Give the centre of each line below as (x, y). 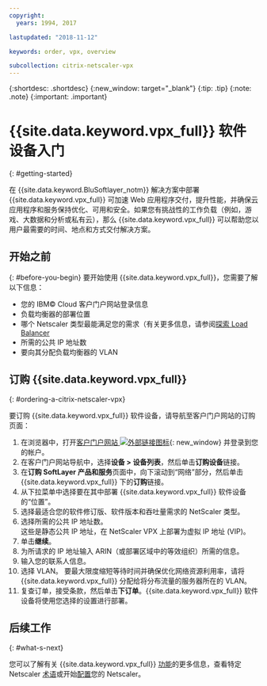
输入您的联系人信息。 (55, 561)
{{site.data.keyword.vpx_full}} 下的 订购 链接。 (94, 482)
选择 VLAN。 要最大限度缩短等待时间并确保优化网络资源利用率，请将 (132, 570)
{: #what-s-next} (36, 647)
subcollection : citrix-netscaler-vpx (71, 66)
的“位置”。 (38, 501)
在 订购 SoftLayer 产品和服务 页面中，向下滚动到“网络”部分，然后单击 (132, 471)
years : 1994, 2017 (47, 23)
